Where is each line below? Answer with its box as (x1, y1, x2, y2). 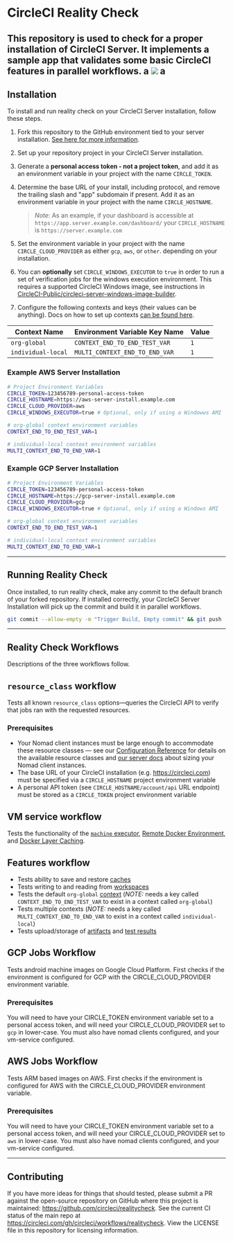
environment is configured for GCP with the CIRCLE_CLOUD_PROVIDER (7, 973, 212, 981)
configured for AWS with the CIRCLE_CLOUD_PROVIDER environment (7, 1081, 206, 1090)
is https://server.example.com (34, 226, 123, 234)
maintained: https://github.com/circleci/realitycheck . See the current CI (7, 1204, 211, 1212)
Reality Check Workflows (7, 641, 119, 653)
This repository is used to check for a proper (7, 33, 203, 44)
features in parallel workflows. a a (7, 65, 166, 77)
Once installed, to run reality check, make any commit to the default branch (7, 587, 223, 595)
